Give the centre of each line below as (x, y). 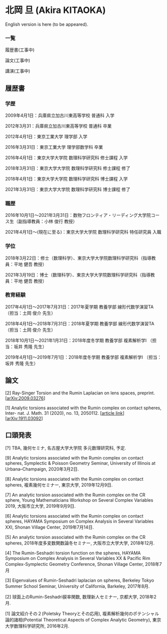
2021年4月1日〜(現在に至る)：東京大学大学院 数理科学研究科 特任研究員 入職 (83, 232)
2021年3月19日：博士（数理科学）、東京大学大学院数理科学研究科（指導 (78, 274)
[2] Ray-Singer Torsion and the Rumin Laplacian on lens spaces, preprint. (80, 393)
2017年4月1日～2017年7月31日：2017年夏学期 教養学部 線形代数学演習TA (80, 307)
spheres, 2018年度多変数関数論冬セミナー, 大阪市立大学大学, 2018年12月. (80, 543)
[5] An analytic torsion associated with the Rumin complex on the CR (75, 537)
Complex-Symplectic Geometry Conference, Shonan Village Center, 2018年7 (83, 564)
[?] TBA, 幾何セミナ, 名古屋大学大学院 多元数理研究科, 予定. (66, 448)
